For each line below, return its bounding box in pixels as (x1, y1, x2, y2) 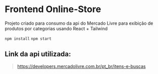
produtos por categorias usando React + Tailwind (5, 25, 108, 31)
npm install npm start (5, 36, 52, 41)
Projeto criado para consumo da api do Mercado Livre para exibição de (5, 20, 153, 26)
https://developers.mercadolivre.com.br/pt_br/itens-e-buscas (17, 63, 146, 69)
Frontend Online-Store (5, 4, 101, 15)
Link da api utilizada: (5, 50, 71, 58)
